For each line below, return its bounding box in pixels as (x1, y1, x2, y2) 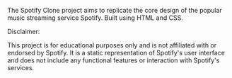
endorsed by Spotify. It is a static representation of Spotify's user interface (7, 49, 225, 57)
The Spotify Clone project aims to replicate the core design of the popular (7, 6, 223, 14)
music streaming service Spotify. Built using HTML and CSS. (7, 13, 184, 22)
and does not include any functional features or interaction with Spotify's (7, 56, 220, 65)
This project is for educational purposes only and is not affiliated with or (7, 41, 217, 49)
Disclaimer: (7, 28, 40, 35)
